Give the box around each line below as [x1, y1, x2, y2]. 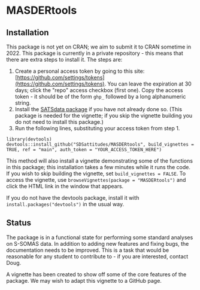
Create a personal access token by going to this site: [14, 68, 145, 75]
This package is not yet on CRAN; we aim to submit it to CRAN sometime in [6, 43, 192, 50]
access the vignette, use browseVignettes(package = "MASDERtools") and [6, 176, 186, 183]
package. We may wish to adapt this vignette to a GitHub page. [6, 277, 162, 284]
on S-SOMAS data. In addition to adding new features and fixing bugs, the [6, 240, 189, 247]
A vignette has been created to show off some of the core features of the [6, 270, 187, 278]
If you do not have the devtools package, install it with [6, 194, 140, 201]
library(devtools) [6, 136, 52, 142]
